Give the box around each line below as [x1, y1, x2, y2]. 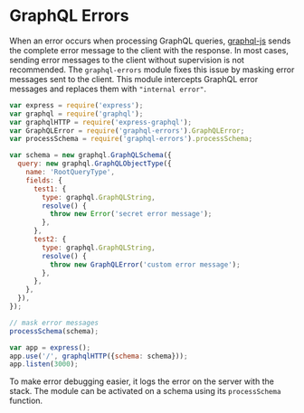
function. [9, 395, 43, 407]
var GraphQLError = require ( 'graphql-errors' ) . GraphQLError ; [9, 126, 245, 136]
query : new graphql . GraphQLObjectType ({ [17, 159, 172, 168]
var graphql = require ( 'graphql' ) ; [9, 109, 144, 118]
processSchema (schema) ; [9, 326, 100, 335]
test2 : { [33, 235, 67, 244]
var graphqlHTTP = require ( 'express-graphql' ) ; [9, 117, 193, 127]
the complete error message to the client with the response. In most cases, [9, 44, 290, 55]
